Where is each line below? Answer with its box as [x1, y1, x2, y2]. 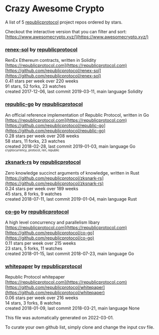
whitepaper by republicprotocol [5, 263, 82, 270]
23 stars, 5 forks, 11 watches [5, 246, 63, 252]
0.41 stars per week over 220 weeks [5, 78, 79, 84]
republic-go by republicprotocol [5, 101, 83, 108]
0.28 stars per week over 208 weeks [5, 133, 79, 139]
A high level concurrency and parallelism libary [5, 219, 100, 226]
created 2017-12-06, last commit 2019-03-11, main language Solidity [5, 89, 143, 95]
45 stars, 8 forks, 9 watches [5, 191, 62, 197]
